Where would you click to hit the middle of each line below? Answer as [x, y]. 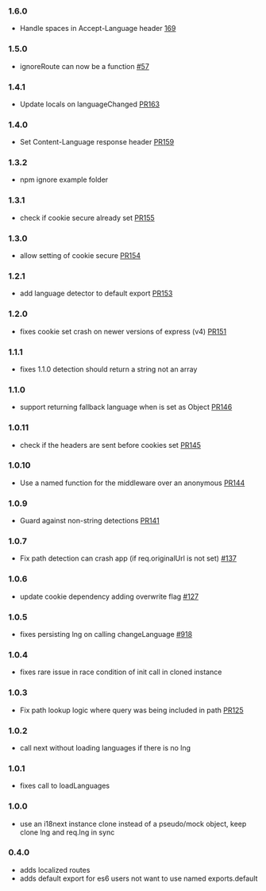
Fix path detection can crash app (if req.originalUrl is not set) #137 [128, 558]
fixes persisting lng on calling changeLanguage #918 [106, 634]
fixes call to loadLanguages [64, 786]
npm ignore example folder [64, 179]
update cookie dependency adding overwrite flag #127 [109, 596]
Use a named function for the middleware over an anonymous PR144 [132, 483]
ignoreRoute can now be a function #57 [84, 66]
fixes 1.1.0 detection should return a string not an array [108, 369]
